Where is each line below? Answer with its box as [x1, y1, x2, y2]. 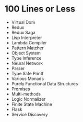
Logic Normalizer [11, 96, 46, 102]
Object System [11, 50, 41, 56]
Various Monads [11, 76, 44, 81]
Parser [11, 65, 25, 71]
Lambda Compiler [11, 40, 47, 45]
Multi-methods [11, 91, 41, 97]
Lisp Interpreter [11, 35, 42, 41]
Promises [11, 86, 30, 92]
